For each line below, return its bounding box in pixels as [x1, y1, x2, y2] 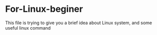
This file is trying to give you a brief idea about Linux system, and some [5, 20, 152, 26]
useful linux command [5, 25, 51, 31]
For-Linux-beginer [5, 3, 83, 15]
